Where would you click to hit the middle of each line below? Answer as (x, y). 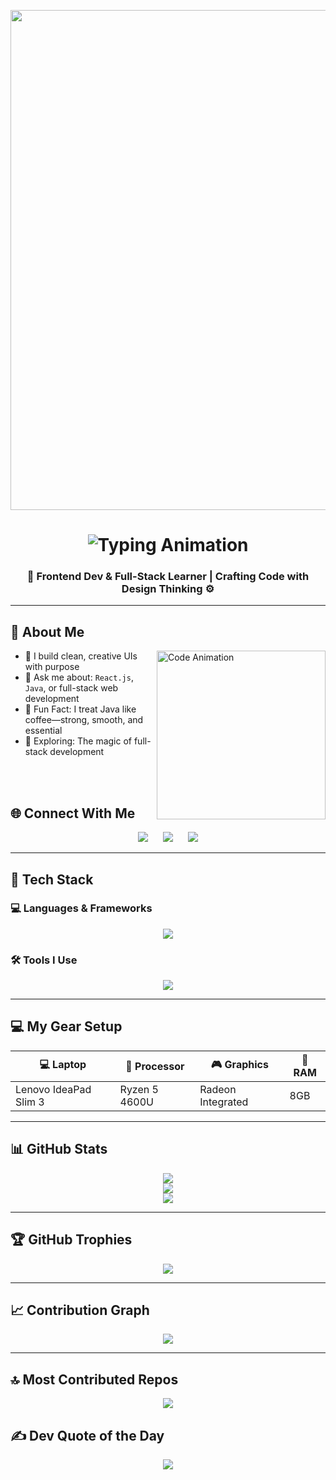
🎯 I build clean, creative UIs (81, 656)
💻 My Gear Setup (66, 1026)
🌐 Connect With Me (73, 813)
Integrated (224, 1102)
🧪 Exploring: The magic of (78, 741)
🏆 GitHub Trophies (71, 1240)
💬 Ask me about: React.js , (79, 677)
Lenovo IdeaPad (53, 1089)
